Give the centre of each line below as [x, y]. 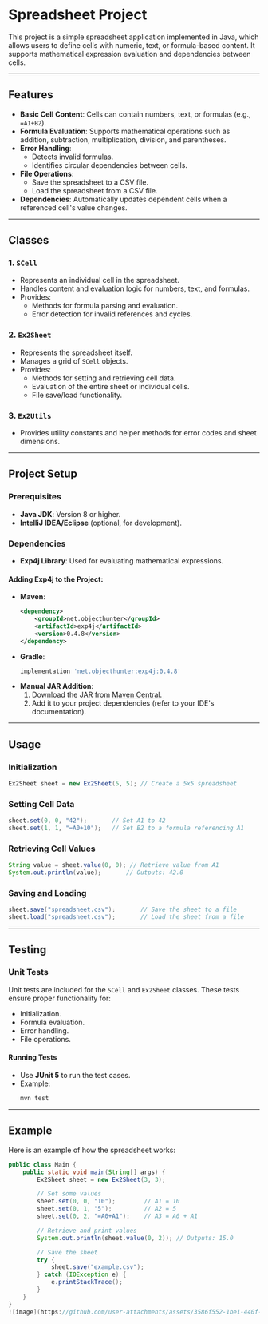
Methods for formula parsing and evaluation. [105, 306]
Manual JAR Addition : [57, 686]
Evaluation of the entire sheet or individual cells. [110, 386]
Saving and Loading [47, 893]
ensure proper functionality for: [60, 998]
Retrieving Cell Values [52, 849]
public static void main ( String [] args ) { [94, 1172]
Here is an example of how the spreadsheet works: [92, 1150]
